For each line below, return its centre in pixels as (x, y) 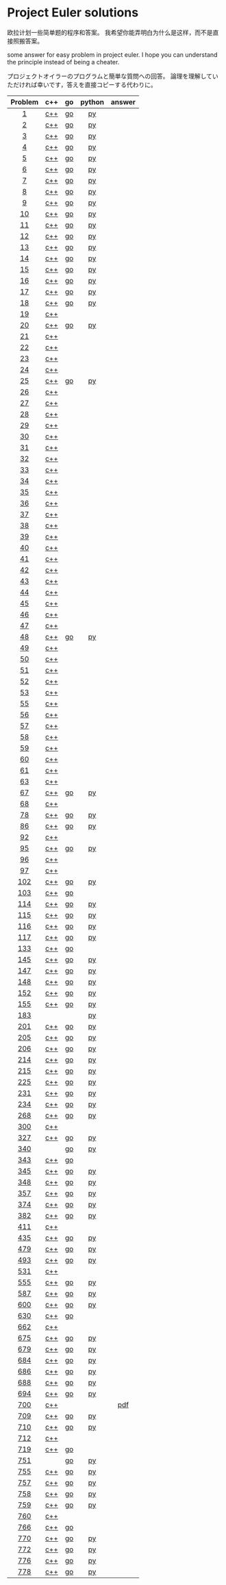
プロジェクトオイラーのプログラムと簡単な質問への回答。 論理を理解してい (113, 76)
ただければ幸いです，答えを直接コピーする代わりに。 (82, 84)
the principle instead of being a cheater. (63, 62)
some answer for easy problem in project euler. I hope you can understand (112, 54)
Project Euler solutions (73, 13)
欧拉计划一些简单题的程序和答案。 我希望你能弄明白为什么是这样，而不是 (110, 32)
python (92, 102)
